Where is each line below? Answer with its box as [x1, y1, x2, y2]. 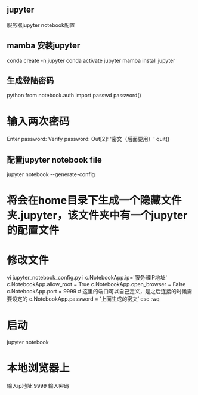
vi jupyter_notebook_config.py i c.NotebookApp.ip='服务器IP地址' [7, 274, 168, 281]
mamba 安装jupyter [7, 41, 81, 51]
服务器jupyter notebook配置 [7, 21, 75, 29]
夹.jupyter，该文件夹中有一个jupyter [7, 209, 188, 222]
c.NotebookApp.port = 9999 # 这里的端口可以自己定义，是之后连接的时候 [7, 288, 187, 295]
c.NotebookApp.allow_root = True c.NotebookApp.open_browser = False [7, 281, 186, 288]
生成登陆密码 [7, 76, 54, 86]
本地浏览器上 [7, 362, 70, 375]
